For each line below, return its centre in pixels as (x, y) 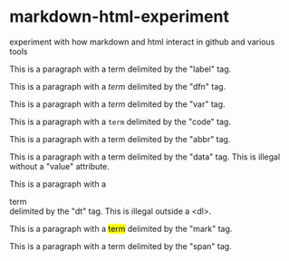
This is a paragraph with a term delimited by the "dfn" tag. (118, 86)
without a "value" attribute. (60, 166)
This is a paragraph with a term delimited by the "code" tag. (120, 121)
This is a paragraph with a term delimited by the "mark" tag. (121, 228)
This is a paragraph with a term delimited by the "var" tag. (117, 104)
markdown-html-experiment (119, 17)
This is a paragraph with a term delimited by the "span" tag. (121, 246)
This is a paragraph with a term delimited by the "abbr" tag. (120, 139)
